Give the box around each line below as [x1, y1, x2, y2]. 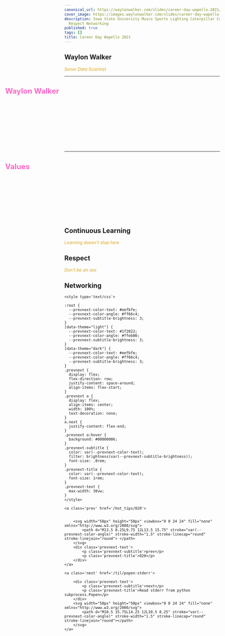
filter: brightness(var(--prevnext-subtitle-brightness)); [69, 454, 193, 459]
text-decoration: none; [69, 411, 117, 416]
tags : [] [64, 30, 82, 35]
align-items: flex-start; [69, 385, 122, 390]
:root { [64, 303, 80, 308]
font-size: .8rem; [69, 458, 107, 463]
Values [5, 161, 30, 171]
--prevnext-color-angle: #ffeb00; [69, 333, 140, 338]
